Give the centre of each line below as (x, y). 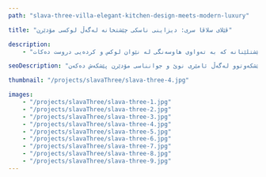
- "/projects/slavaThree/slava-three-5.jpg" (97, 132)
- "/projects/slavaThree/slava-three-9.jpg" (97, 161)
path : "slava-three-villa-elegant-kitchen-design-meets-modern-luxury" (129, 15)
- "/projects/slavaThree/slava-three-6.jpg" (97, 139)
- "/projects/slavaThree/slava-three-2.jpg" (97, 109)
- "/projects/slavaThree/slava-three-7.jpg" (97, 146)
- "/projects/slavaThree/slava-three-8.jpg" (97, 154)
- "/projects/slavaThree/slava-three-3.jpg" (97, 117)
